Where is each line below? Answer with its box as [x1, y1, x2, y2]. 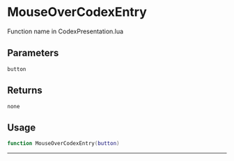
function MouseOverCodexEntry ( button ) [7, 140, 120, 147]
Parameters [7, 47, 59, 59]
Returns [7, 85, 43, 96]
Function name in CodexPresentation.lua [7, 27, 124, 35]
